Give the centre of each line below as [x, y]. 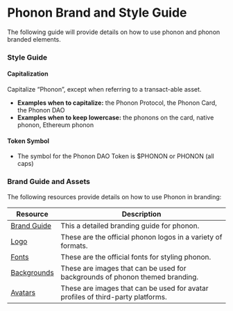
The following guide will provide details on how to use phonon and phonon [114, 32]
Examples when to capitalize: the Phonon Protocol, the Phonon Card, [117, 103]
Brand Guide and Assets [49, 182]
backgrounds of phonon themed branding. [130, 277]
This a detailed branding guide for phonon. [130, 226]
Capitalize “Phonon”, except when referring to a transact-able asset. [104, 90]
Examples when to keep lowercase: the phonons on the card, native [115, 118]
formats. [74, 246]
